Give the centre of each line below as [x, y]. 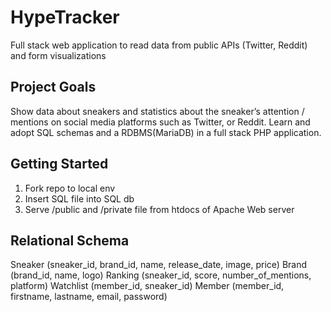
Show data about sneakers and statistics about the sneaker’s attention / [157, 111]
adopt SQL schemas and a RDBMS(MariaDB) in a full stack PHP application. [166, 132]
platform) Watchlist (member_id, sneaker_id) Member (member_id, [147, 286]
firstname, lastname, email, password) [89, 297]
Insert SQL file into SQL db [79, 198]
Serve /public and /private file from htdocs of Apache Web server [159, 209]
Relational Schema [70, 240]
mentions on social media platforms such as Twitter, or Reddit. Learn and [160, 122]
